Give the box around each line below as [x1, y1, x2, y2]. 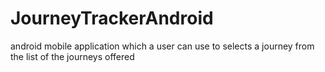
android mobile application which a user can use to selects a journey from [10, 40, 315, 52]
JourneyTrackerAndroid [10, 7, 214, 30]
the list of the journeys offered [10, 50, 135, 62]
